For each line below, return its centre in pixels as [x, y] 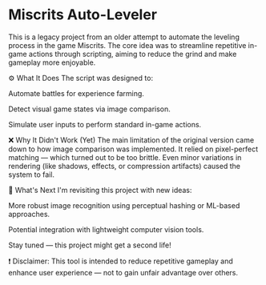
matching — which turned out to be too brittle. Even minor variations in [125, 157]
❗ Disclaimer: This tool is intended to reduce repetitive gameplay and [121, 261]
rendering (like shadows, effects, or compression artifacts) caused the [124, 166]
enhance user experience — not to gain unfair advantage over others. [123, 272]
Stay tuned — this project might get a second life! [90, 245]
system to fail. [31, 175]
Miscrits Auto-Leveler [83, 15]
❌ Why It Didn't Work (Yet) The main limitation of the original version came [131, 140]
